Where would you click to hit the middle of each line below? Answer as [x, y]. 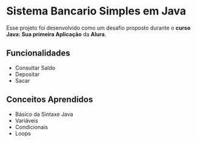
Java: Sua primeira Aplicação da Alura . [56, 34]
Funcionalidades [38, 53]
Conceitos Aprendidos [50, 100]
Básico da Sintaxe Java [44, 114]
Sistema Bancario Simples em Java [96, 11]
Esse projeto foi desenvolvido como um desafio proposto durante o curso [98, 28]
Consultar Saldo [35, 68]
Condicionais [32, 127]
